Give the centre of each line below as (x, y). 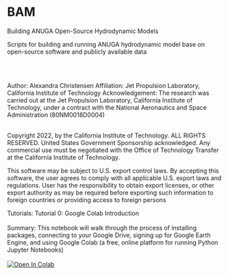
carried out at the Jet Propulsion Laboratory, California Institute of (100, 100)
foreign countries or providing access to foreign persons (87, 199)
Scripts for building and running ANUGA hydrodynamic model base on (106, 44)
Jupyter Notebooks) (35, 250)
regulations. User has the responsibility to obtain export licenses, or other (111, 185)
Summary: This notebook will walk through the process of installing (102, 228)
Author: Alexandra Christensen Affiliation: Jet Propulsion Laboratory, (104, 85)
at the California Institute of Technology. (64, 157)
